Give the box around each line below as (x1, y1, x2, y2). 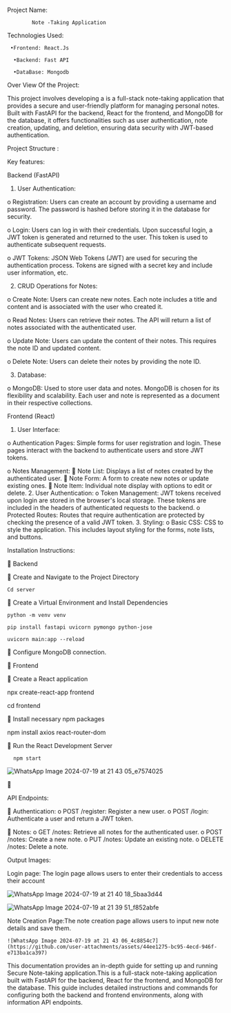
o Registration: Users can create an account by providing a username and (7, 198, 217, 206)
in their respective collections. (7, 399, 93, 406)
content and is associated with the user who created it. (7, 303, 163, 311)
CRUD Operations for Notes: (17, 282, 98, 290)
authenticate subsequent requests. (7, 241, 107, 248)
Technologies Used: (7, 31, 64, 39)
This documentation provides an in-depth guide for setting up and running (7, 962, 219, 970)
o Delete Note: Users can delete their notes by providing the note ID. (7, 357, 201, 365)
